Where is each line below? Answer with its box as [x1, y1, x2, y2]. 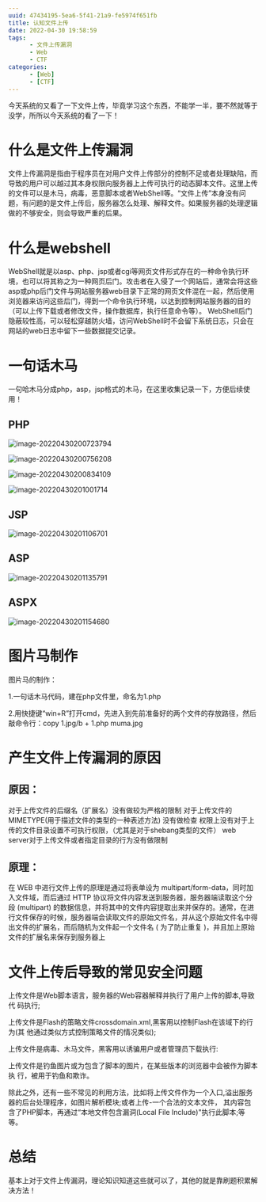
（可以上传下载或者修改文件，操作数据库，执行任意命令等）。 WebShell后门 [8, 306, 253, 316]
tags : [8, 33, 26, 42]
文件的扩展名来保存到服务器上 [8, 932, 105, 942]
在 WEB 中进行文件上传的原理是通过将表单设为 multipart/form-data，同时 [8, 883, 247, 892]
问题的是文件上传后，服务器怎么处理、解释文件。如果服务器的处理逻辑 [28, 199, 258, 208]
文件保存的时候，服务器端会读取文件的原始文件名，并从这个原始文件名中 [14, 912, 251, 922]
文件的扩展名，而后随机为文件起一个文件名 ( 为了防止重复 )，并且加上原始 [14, 922, 256, 932]
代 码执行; [8, 1001, 41, 1010]
